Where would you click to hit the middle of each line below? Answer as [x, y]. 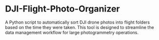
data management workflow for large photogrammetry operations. [72, 32]
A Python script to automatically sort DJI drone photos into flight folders [78, 22]
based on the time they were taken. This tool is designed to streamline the [79, 27]
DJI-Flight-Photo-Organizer [62, 9]
